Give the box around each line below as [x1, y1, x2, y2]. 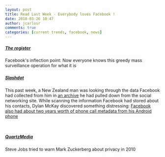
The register [5, 45, 31, 51]
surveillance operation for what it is [5, 62, 77, 68]
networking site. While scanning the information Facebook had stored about [5, 97, 159, 103]
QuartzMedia [5, 134, 33, 140]
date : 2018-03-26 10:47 [5, 16, 54, 21]
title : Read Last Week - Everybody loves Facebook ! [5, 12, 115, 17]
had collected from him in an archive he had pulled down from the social [5, 92, 151, 98]
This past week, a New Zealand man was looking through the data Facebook [5, 87, 160, 93]
